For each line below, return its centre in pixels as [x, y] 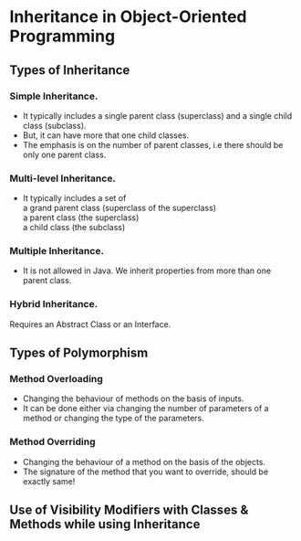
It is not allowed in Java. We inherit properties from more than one [147, 270]
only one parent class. [64, 154]
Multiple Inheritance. [57, 251]
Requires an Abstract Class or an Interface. [90, 324]
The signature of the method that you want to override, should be [145, 472]
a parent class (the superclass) [81, 217]
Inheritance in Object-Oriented [128, 17]
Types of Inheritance [70, 70]
